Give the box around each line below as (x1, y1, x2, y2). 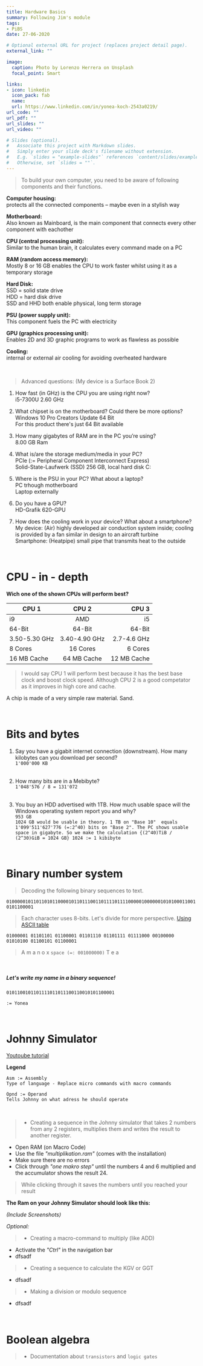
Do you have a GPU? (14, 500, 66, 507)
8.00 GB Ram (14, 438, 48, 446)
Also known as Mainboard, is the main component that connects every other (6, 219, 196, 226)
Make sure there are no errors (14, 1156, 90, 1164)
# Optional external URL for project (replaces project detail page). (6, 42, 188, 49)
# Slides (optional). (6, 137, 61, 143)
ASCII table (21, 921, 50, 928)
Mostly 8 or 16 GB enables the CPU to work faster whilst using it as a (6, 262, 177, 269)
